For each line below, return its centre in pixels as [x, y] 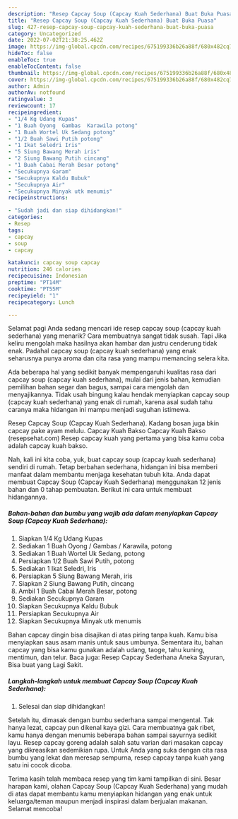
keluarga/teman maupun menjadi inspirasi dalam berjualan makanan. [108, 801]
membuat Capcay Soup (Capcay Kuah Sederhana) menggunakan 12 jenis [115, 482]
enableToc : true [32, 60]
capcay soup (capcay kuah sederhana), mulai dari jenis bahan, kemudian [114, 379]
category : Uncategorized [44, 34]
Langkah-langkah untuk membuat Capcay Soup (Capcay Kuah [103, 681]
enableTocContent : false [44, 66]
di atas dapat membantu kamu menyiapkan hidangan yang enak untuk [110, 794]
